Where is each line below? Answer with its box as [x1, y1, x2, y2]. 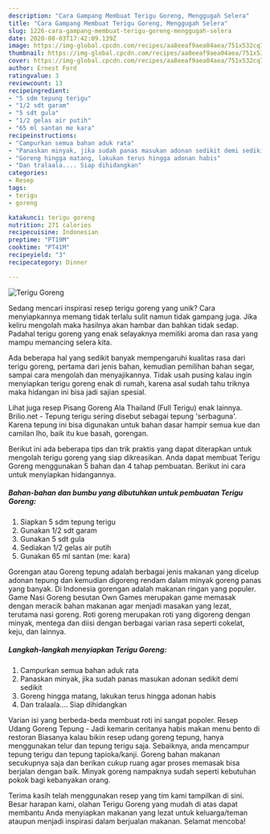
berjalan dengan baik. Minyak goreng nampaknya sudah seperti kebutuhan [8, 766, 256, 776]
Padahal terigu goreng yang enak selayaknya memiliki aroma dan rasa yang [8, 328, 259, 338]
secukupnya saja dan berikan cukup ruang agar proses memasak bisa [8, 758, 240, 767]
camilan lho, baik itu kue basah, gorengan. [8, 428, 149, 438]
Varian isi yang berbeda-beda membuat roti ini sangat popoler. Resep [8, 715, 239, 725]
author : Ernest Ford [8, 64, 78, 72]
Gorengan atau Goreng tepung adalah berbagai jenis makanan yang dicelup [8, 567, 260, 576]
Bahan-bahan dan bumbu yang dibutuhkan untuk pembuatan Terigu [8, 488, 243, 498]
